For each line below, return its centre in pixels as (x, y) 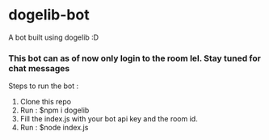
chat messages (39, 68)
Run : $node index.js (54, 128)
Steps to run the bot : (44, 86)
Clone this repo (45, 102)
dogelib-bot (49, 15)
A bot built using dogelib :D (54, 37)
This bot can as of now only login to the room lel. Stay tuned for (134, 58)
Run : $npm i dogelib (55, 110)
